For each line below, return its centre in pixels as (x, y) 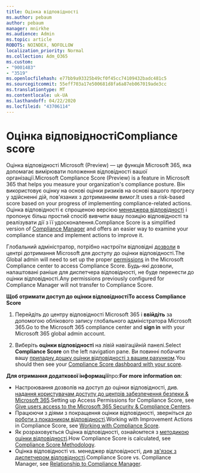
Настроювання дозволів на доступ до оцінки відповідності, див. (97, 387)
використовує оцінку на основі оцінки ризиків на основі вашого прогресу (100, 191)
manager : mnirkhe (28, 28)
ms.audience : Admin (30, 34)
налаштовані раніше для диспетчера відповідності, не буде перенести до (100, 272)
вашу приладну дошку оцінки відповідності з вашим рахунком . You (100, 358)
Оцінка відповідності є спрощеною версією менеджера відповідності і (97, 210)
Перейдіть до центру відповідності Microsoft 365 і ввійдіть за (93, 314)
